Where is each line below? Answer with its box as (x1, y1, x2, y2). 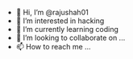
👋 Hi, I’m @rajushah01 (15, 8, 89, 17)
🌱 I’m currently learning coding (15, 25, 119, 33)
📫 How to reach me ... (15, 42, 91, 51)
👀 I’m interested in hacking (15, 16, 105, 26)
